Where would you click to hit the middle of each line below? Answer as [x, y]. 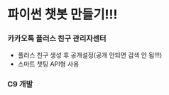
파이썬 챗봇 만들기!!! [62, 15]
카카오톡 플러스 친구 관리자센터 [57, 38]
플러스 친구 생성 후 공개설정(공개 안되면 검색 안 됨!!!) [90, 55]
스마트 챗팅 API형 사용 [48, 64]
